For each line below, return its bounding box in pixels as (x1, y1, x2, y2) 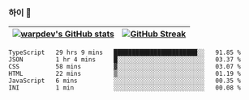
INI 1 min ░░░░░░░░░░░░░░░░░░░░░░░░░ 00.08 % (8, 84, 242, 92)
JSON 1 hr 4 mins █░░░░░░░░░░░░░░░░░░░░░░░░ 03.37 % (8, 56, 242, 64)
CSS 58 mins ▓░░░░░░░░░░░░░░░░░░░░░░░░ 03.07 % (8, 63, 242, 71)
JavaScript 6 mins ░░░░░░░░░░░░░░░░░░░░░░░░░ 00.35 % (8, 77, 242, 85)
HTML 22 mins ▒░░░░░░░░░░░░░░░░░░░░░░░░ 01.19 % (8, 70, 242, 78)
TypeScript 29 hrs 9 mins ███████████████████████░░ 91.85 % (8, 48, 242, 57)
